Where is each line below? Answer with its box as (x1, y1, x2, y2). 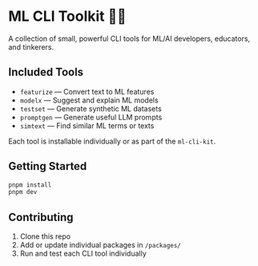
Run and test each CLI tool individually (19, 248, 147, 259)
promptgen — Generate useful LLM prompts (19, 112, 163, 122)
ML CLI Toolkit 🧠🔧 (8, 7, 127, 26)
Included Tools (8, 66, 84, 79)
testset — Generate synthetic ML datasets (19, 103, 162, 113)
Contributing (8, 210, 74, 224)
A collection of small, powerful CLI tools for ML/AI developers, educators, (8, 34, 251, 43)
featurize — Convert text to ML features (19, 87, 155, 96)
